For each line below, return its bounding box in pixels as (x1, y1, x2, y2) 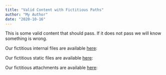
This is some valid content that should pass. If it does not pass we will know (5, 30, 161, 36)
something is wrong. (5, 35, 47, 41)
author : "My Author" (5, 12, 48, 17)
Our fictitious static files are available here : (5, 55, 93, 61)
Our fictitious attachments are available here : (5, 64, 98, 70)
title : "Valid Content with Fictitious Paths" (5, 7, 104, 12)
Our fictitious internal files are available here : (5, 45, 97, 51)
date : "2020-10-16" (5, 16, 46, 21)
